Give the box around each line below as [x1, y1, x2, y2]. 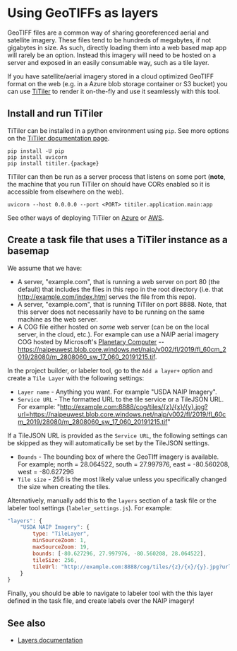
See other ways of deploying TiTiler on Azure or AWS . [7, 213, 164, 222]
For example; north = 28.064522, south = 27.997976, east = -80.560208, [17, 459, 230, 468]
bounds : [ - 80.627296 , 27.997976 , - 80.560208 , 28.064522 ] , [32, 550, 207, 557]
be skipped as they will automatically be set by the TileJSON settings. [7, 438, 210, 447]
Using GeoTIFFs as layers [7, 5, 159, 21]
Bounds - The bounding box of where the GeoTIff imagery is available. [17, 452, 219, 461]
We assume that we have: [7, 264, 83, 272]
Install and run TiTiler [7, 107, 104, 119]
